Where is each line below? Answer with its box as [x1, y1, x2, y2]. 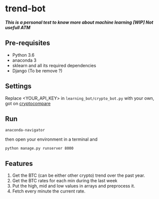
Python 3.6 [12, 52, 34, 58]
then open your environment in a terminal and [5, 136, 97, 142]
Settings [5, 82, 32, 90]
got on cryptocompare [5, 100, 51, 106]
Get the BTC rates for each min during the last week [12, 178, 118, 184]
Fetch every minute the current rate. [12, 188, 86, 194]
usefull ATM [5, 24, 31, 30]
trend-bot [5, 3, 46, 14]
